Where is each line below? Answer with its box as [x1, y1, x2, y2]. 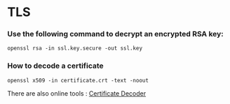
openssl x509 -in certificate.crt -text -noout [7, 77, 149, 84]
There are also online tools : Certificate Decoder [7, 89, 146, 98]
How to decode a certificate [7, 61, 104, 70]
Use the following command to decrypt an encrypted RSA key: [7, 29, 224, 39]
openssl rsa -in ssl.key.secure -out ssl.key [7, 45, 142, 52]
